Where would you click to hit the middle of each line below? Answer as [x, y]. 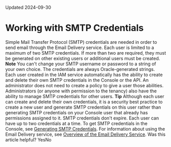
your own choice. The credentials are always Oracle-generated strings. [80, 69]
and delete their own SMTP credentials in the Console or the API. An [77, 80]
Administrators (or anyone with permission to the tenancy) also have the [81, 91]
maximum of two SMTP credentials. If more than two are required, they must [86, 53]
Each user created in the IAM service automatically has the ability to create [84, 75]
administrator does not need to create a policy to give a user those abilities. [84, 85]
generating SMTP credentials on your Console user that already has [77, 112]
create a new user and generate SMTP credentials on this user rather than [83, 107]
